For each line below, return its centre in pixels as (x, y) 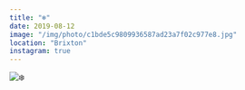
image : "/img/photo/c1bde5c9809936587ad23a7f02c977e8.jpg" (123, 34)
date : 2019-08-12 (42, 26)
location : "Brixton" (49, 43)
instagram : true (40, 51)
